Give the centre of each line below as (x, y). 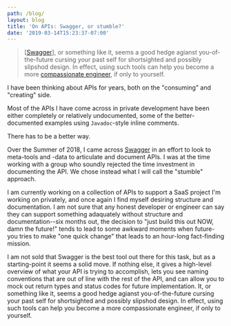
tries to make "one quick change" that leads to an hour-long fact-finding (122, 236)
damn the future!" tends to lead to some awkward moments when (100, 229)
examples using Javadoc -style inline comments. (112, 123)
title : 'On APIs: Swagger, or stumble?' (66, 26)
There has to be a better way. (49, 136)
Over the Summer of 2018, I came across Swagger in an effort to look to (109, 150)
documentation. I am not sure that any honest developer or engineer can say (116, 207)
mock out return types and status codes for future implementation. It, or (109, 286)
